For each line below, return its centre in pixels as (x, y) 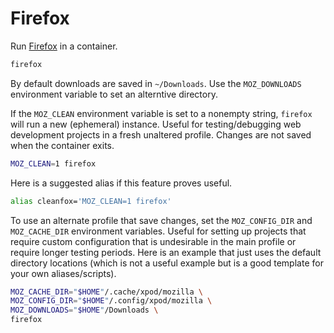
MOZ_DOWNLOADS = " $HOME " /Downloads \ (84, 310)
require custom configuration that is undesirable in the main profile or (153, 241)
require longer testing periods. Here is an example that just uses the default (166, 252)
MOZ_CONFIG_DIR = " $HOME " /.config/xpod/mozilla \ (111, 301)
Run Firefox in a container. (64, 46)
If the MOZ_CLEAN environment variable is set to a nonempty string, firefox (161, 113)
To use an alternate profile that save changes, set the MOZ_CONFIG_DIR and (161, 220)
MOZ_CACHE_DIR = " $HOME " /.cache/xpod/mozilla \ (106, 292)
